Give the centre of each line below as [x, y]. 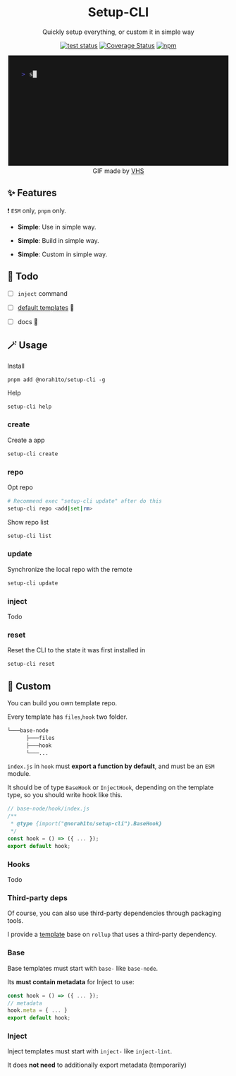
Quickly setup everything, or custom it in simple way [118, 32]
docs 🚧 [28, 321]
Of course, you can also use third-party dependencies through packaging [114, 913]
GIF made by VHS [118, 171]
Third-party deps [38, 897]
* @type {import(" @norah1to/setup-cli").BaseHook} [86, 824]
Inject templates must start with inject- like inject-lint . [90, 1051]
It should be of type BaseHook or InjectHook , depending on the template [111, 787]
